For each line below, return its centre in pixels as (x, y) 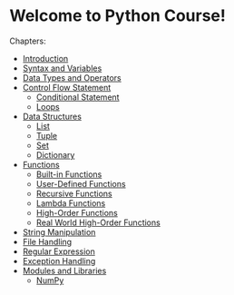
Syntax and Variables (62, 68)
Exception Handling (59, 261)
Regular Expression (58, 251)
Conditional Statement (78, 97)
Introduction (45, 58)
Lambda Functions (71, 203)
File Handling (47, 241)
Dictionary (55, 154)
